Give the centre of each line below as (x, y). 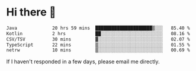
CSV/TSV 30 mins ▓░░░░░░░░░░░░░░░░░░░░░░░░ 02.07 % (98, 39)
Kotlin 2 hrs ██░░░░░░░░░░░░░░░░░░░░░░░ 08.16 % (98, 33)
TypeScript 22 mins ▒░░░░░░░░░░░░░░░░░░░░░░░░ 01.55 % (98, 45)
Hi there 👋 (31, 12)
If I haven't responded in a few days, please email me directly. (83, 61)
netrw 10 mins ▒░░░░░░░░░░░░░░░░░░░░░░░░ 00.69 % (98, 50)
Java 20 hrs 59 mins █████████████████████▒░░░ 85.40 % (98, 28)
